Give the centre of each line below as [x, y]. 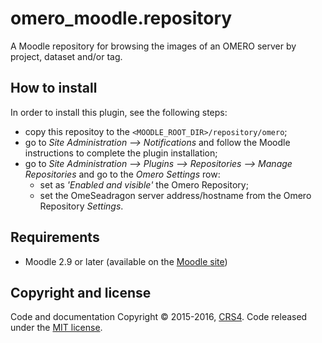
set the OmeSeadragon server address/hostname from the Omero [175, 195]
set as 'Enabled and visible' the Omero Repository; [144, 184]
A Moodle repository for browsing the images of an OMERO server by [153, 46]
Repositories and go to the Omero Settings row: [122, 174]
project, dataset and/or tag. [66, 56]
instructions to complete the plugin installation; [121, 153]
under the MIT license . [56, 328]
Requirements [55, 237]
